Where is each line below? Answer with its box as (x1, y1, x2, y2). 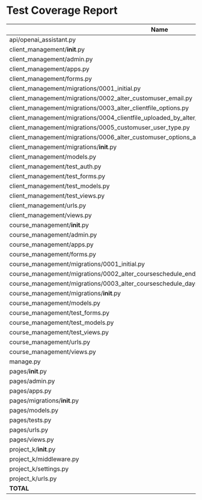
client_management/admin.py (9, 55, 93, 63)
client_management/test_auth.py (9, 162, 102, 170)
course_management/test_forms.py (9, 309, 110, 317)
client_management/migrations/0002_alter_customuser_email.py (9, 94, 192, 102)
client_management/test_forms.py (9, 172, 106, 180)
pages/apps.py (9, 387, 52, 395)
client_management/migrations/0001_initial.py (9, 84, 141, 92)
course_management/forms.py (9, 250, 96, 258)
